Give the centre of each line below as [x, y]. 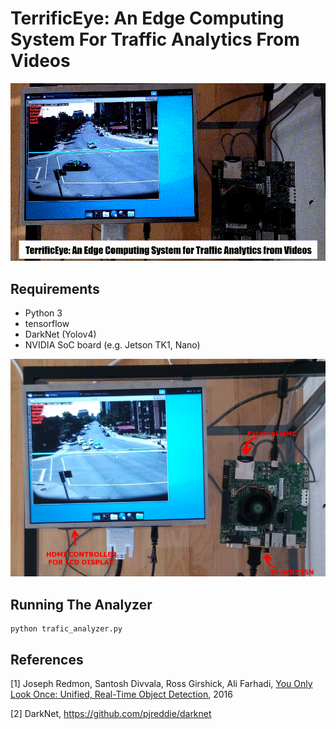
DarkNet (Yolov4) [60, 334]
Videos [40, 61]
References [47, 659]
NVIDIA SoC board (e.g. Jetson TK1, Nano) [112, 344]
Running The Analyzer [81, 604]
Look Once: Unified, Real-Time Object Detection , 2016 [121, 694]
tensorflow [47, 323]
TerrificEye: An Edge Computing [147, 18]
